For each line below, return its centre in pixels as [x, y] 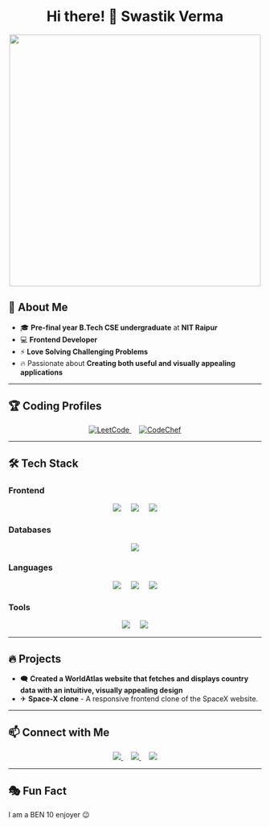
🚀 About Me [38, 308]
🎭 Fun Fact [37, 791]
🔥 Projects [35, 659]
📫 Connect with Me [59, 733]
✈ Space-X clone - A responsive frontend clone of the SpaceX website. [139, 698]
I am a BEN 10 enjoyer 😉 [49, 814]
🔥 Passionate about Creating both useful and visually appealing [127, 363]
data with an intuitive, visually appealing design [101, 690]
